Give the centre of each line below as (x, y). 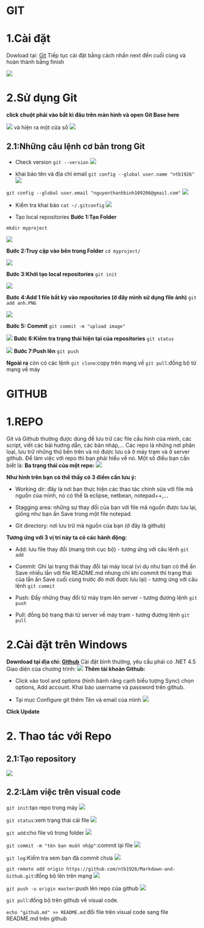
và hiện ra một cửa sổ (41, 127)
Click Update (23, 712)
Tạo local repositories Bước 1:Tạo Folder (66, 216)
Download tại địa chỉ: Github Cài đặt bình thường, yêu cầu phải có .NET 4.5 (101, 662)
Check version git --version (52, 162)
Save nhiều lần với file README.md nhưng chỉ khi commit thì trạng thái (103, 573)
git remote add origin (35, 869)
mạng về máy (23, 369)
